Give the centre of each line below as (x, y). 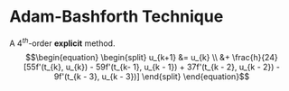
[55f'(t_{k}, (43, 67)
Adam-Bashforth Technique (117, 17)
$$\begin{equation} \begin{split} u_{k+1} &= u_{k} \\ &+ (128, 57)
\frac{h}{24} (255, 57)
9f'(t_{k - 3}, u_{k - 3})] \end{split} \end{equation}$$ (152, 76)
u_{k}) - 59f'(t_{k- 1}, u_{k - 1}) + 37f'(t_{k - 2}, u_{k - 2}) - (173, 67)
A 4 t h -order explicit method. (62, 42)
